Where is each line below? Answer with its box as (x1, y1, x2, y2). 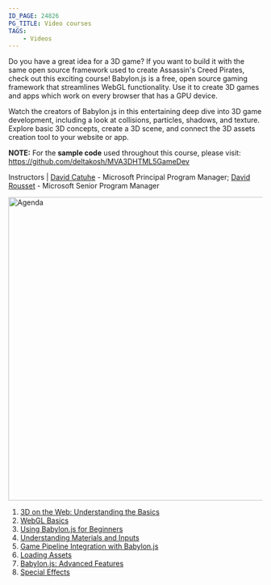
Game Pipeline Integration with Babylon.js (19, 541, 159, 551)
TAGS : (8, 27, 27, 35)
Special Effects (19, 567, 70, 577)
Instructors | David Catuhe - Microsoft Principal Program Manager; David (8, 172, 251, 182)
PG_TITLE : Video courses (8, 19, 92, 28)
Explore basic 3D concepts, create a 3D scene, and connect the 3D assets (8, 124, 256, 134)
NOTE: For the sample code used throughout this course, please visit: (8, 148, 241, 158)
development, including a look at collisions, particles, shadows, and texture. (8, 115, 261, 125)
